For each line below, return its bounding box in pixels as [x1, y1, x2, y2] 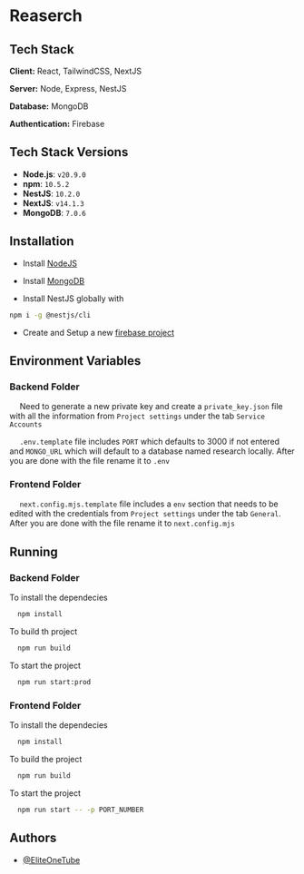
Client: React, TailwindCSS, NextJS [9, 65, 142, 76]
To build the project [9, 753, 83, 764]
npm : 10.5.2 [22, 178, 70, 189]
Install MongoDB [22, 275, 85, 286]
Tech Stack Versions [9, 144, 129, 160]
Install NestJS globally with [22, 292, 124, 304]
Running [9, 544, 59, 559]
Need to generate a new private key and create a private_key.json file [19, 401, 283, 412]
